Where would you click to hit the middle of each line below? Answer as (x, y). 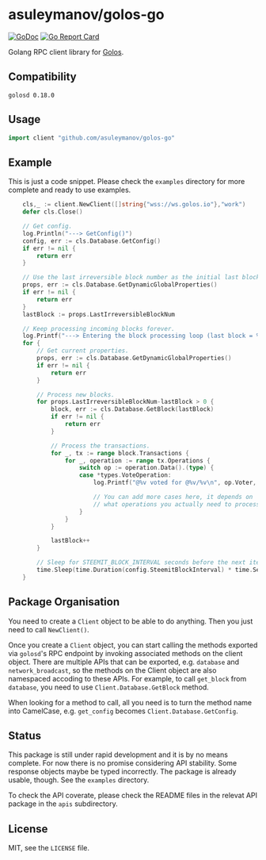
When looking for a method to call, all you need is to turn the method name (130, 702)
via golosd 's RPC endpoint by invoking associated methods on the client (125, 653)
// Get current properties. (83, 351)
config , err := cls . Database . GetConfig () (91, 241)
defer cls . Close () (53, 212)
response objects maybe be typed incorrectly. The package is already (122, 772)
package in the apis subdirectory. (63, 804)
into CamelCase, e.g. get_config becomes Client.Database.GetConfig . (123, 711)
